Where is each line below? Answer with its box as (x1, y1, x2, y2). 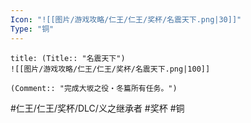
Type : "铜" (10, 24, 55, 34)
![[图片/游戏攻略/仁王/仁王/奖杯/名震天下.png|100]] (10, 64, 211, 74)
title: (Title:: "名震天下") (10, 53, 126, 63)
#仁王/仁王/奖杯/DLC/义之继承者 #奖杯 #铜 (10, 102, 185, 114)
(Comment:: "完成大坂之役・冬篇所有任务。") (10, 83, 178, 93)
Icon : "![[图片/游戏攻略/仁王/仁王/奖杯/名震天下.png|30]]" (10, 14, 242, 25)
